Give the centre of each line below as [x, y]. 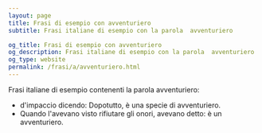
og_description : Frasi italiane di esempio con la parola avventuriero [131, 53]
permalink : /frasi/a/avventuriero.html [74, 67]
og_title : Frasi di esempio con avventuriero [85, 45]
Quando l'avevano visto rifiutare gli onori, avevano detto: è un [121, 113]
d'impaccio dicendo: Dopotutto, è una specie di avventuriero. [120, 105]
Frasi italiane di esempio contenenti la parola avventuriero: [104, 89]
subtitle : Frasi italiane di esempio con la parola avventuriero [121, 30]
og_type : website [37, 60]
